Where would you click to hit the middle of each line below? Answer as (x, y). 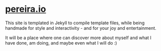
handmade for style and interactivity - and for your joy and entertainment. (81, 28)
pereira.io (26, 9)
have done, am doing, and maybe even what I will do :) (61, 43)
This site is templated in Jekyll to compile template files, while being (75, 23)
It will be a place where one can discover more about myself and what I (78, 38)
